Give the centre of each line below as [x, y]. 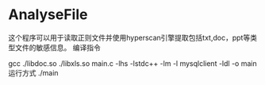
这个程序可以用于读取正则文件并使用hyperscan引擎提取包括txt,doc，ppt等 [129, 37]
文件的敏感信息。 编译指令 [58, 47]
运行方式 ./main [33, 72]
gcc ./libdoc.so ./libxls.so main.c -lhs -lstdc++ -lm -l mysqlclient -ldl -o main [132, 63]
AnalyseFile [48, 15]
